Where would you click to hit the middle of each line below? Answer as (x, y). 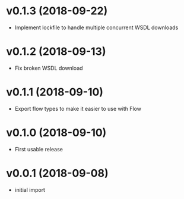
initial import (30, 189)
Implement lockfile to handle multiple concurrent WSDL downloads (96, 27)
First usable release (39, 149)
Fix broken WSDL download (49, 68)
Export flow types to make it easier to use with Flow (78, 108)
